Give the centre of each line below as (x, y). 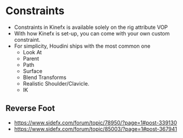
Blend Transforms (45, 77)
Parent (31, 58)
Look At (32, 52)
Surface (32, 71)
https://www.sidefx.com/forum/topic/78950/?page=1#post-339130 (96, 123)
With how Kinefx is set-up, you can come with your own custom (92, 33)
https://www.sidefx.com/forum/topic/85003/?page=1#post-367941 (96, 129)
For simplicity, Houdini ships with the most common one (82, 46)
